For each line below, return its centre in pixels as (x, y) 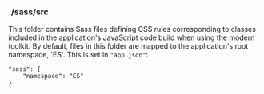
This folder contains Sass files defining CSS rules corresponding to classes (132, 29)
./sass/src (29, 12)
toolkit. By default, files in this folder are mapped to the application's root (128, 46)
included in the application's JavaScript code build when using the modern (132, 37)
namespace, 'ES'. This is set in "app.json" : (78, 55)
